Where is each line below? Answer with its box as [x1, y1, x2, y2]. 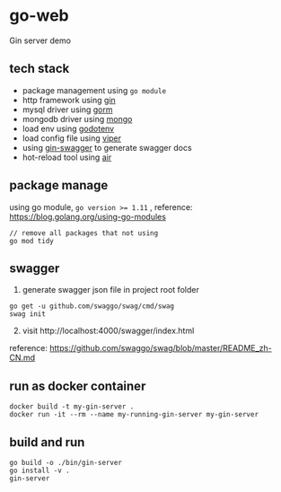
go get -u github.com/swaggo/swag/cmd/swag [9, 302, 175, 311]
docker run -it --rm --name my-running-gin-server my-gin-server [9, 410, 259, 419]
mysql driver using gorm [22, 104, 113, 115]
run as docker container [9, 378, 146, 393]
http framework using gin [22, 94, 117, 105]
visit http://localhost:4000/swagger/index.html [22, 325, 195, 337]
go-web [9, 5, 69, 26]
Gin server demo [9, 35, 72, 46]
